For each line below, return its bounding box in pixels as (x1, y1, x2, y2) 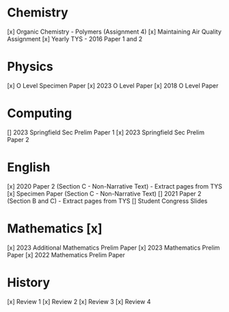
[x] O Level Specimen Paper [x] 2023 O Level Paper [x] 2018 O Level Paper (7, 81, 219, 90)
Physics (7, 59, 53, 75)
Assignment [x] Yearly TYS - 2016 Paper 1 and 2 (7, 34, 143, 43)
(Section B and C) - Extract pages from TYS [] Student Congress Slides (7, 197, 208, 205)
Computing (7, 106, 72, 121)
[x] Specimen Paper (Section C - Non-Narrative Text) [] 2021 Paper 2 (7, 189, 202, 197)
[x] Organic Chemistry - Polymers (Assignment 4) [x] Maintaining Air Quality (7, 27, 222, 36)
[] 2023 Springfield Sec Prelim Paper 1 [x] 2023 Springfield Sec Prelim (7, 128, 205, 136)
